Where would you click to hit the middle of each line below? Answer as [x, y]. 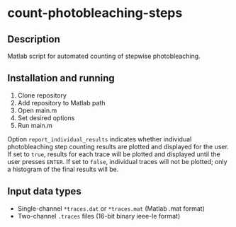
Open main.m [37, 110]
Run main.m [35, 125]
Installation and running [61, 78]
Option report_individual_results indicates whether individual [100, 139]
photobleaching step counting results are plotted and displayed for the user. [118, 146]
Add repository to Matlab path [61, 103]
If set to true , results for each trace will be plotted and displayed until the [114, 154]
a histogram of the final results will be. [63, 169]
